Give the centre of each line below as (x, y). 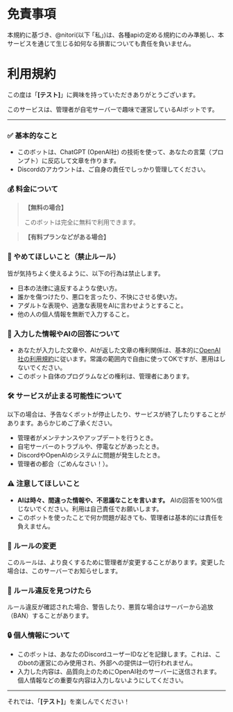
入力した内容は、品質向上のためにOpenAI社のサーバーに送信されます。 (119, 671)
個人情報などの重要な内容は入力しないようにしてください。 (102, 680)
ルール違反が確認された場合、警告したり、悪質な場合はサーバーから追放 (110, 607)
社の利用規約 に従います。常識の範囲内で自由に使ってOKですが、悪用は (118, 359)
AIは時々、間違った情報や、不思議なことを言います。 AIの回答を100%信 (120, 500)
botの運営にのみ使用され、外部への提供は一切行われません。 (110, 663)
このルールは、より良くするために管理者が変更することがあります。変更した (116, 562)
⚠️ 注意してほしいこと (44, 484)
